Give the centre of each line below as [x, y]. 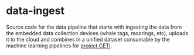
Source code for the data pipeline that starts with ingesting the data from [94, 27]
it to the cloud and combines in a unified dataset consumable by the [88, 39]
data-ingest [35, 11]
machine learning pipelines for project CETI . [59, 46]
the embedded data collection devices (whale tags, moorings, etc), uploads [97, 33]
